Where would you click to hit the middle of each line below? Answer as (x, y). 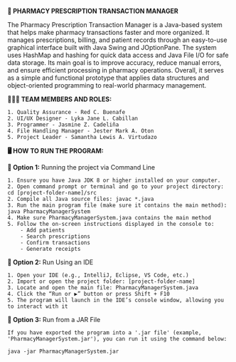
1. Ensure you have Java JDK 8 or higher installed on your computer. (114, 180)
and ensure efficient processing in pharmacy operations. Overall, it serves (116, 70)
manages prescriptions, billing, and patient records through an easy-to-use (117, 40)
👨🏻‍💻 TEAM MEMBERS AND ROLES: (60, 99)
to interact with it (38, 306)
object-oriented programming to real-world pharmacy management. (107, 85)
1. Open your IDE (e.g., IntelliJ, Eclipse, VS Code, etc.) (98, 275)
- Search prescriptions (55, 237)
